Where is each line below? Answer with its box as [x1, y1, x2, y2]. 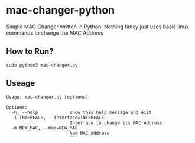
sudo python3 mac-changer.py [6, 62, 78, 68]
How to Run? [6, 47, 54, 57]
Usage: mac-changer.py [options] [6, 94, 89, 100]
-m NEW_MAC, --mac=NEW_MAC [11, 125, 78, 131]
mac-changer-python [6, 4, 115, 17]
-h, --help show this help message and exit [11, 109, 152, 115]
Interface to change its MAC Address [69, 119, 162, 126]
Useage [6, 78, 35, 89]
